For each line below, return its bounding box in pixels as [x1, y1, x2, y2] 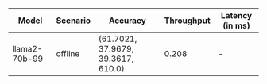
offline [56, 48, 80, 59]
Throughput [164, 15, 211, 26]
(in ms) [222, 20, 250, 31]
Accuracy [108, 15, 147, 26]
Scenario [56, 15, 91, 26]
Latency [221, 10, 253, 21]
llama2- [12, 44, 43, 54]
